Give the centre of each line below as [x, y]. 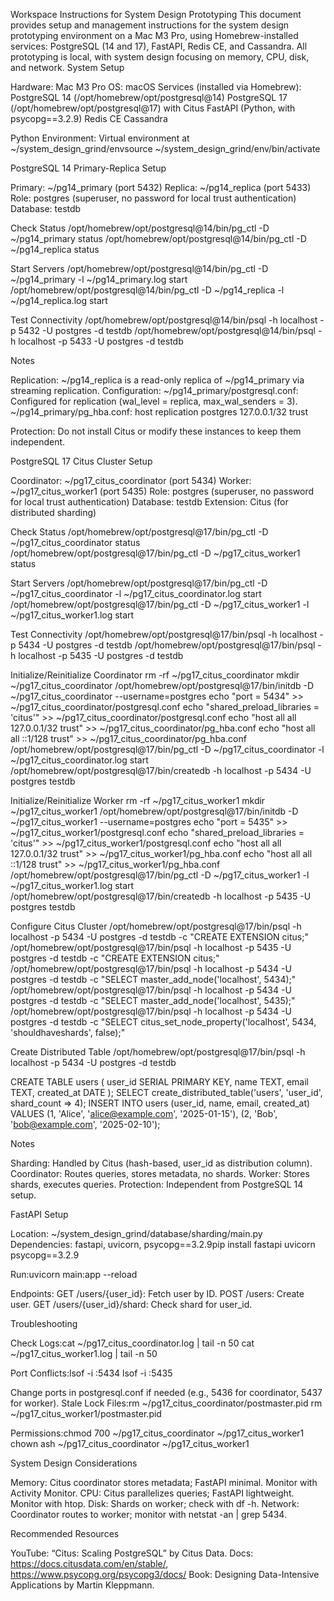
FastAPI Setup [39, 1214]
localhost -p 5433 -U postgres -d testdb [101, 341]
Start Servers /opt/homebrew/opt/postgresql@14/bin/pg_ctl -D [139, 268]
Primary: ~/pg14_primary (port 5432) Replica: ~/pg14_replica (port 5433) [161, 187]
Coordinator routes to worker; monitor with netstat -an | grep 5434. [148, 1514]
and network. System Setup [67, 67]
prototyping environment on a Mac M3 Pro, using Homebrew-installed [154, 35]
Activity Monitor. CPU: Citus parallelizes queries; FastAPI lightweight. [152, 1493]
